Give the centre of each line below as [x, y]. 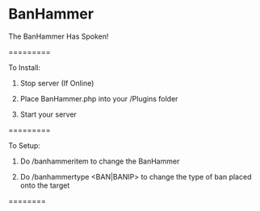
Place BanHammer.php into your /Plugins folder [99, 98]
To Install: [25, 67]
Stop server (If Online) [57, 83]
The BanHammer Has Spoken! [59, 36]
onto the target [45, 185]
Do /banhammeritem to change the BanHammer [100, 161]
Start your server [48, 114]
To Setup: [24, 145]
